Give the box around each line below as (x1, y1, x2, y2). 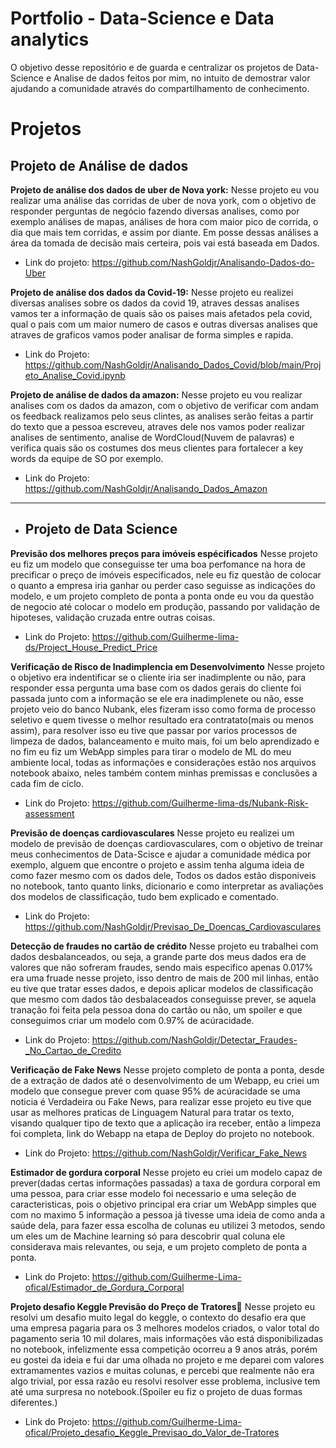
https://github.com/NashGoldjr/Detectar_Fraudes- (91, 1033, 298, 1046)
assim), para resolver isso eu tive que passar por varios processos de (10, 724, 298, 736)
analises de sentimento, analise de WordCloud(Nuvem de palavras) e (10, 431, 295, 443)
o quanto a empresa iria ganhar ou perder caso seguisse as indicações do (10, 579, 316, 591)
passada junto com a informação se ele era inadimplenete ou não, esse (10, 692, 304, 704)
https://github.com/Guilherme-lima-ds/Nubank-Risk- (91, 797, 309, 809)
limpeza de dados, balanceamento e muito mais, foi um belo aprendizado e (10, 735, 320, 747)
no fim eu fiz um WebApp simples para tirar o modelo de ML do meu (10, 745, 292, 757)
